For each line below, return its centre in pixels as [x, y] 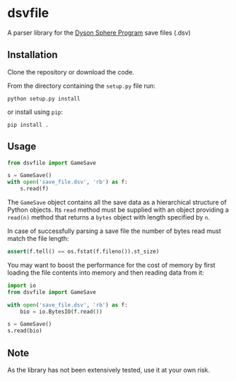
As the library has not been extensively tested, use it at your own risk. [109, 370]
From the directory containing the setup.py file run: [81, 86]
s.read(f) [35, 189]
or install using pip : [35, 112]
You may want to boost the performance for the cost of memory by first [111, 265]
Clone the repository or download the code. [71, 72]
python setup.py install [44, 98]
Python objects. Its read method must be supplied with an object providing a [118, 210]
